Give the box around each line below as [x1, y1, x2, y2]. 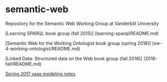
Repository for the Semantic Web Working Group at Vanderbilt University [5, 20, 159, 26]
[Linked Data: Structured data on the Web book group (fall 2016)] [5, 55, 142, 62]
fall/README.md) [5, 61, 42, 67]
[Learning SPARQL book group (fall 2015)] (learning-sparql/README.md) [5, 30, 159, 36]
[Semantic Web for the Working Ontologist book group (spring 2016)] [5, 40, 151, 46]
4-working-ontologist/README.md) [5, 45, 80, 51]
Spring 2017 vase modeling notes [5, 70, 76, 77]
